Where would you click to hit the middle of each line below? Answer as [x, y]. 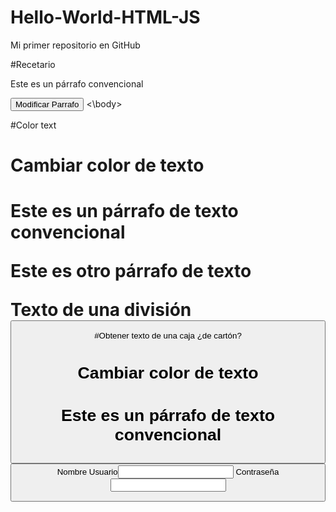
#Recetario [33, 64]
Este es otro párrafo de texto [131, 271]
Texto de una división [101, 310]
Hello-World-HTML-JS [105, 17]
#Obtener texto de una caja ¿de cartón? [168, 335]
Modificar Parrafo [47, 104]
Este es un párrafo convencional [77, 83]
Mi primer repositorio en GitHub [75, 45]
